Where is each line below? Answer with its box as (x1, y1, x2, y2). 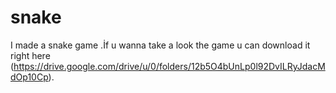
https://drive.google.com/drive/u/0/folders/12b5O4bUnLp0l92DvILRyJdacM (13, 60, 326, 72)
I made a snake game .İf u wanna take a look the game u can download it (10, 39, 311, 51)
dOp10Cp (10, 71, 49, 83)
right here (10, 49, 51, 61)
